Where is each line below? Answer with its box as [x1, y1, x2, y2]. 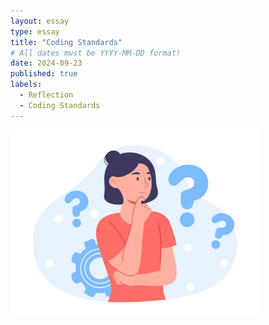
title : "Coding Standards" [10, 37, 123, 47]
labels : [10, 80, 43, 90]
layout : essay [10, 16, 70, 26]
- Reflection [19, 90, 74, 100]
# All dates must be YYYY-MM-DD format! [10, 48, 182, 58]
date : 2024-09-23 [10, 58, 83, 69]
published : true [10, 69, 78, 79]
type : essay [10, 26, 60, 37]
